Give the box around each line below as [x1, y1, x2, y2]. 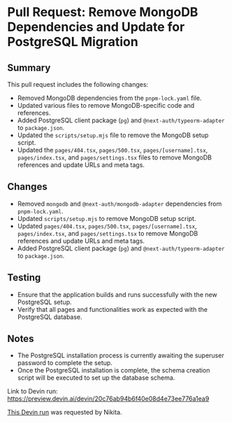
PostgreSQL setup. [17, 298, 72, 306]
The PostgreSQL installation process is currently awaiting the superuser [17, 351, 225, 360]
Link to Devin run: [7, 387, 58, 396]
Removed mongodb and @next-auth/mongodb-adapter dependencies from [17, 199, 222, 208]
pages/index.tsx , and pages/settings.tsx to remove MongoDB [17, 229, 198, 238]
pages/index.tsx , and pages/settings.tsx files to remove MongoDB [17, 153, 212, 162]
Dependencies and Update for [7, 19, 185, 35]
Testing [7, 272, 41, 284]
